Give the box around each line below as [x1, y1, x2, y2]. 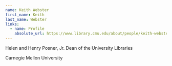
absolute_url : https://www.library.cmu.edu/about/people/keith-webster [14, 31, 170, 36]
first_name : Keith [5, 12, 45, 17]
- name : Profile [10, 26, 45, 31]
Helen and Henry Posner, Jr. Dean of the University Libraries [5, 45, 133, 51]
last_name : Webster [5, 17, 47, 22]
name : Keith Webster [5, 7, 50, 13]
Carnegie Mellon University [5, 55, 63, 61]
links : [5, 21, 19, 27]
